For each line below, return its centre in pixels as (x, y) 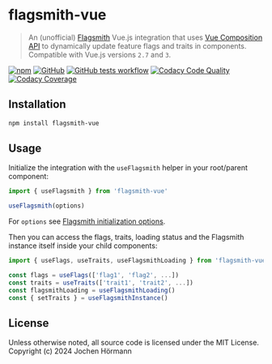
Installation (37, 104)
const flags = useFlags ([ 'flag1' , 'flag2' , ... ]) (94, 276)
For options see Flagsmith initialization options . (87, 221)
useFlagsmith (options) (47, 206)
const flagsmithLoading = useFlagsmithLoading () (92, 290)
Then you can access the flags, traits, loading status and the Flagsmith (126, 238)
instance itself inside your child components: (83, 246)
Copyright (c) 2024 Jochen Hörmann (70, 351)
